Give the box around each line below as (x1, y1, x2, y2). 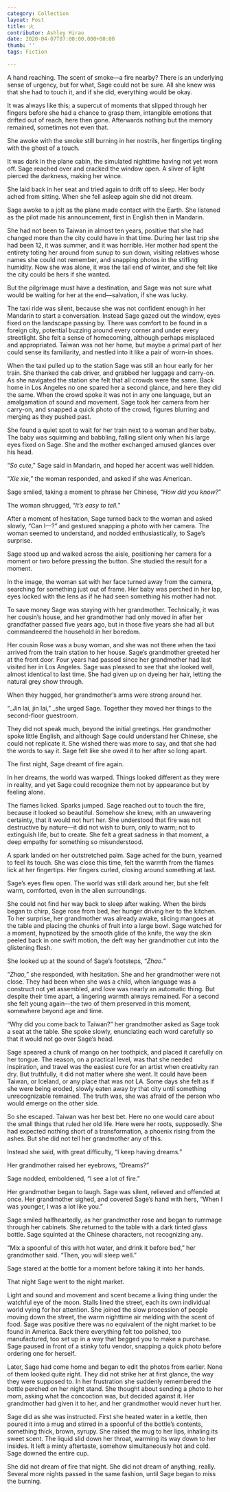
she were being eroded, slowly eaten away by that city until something (7, 1084, 207, 1092)
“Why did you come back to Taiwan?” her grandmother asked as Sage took (7, 1019, 220, 1028)
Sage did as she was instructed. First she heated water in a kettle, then (7, 1412, 208, 1420)
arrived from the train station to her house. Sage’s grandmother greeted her (7, 648, 221, 656)
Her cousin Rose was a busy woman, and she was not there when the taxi (7, 640, 216, 649)
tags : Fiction (7, 49, 48, 56)
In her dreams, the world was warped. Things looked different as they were (7, 773, 220, 781)
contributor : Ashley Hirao (7, 29, 84, 36)
